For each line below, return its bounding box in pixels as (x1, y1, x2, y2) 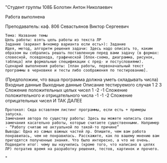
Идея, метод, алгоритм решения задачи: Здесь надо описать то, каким (5, 46, 153, 51)
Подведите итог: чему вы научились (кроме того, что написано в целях (5, 142, 155, 147)
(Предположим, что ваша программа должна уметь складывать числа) (5, 77, 159, 82)
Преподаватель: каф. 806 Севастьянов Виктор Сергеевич (5, 23, 129, 29)
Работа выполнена (5, 14, 45, 19)
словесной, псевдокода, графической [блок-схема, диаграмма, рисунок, (5, 55, 155, 60)
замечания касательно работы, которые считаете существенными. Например (5, 120, 160, 125)
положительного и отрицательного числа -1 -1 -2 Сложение (5, 92, 133, 98)
